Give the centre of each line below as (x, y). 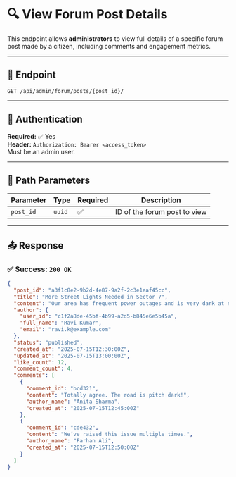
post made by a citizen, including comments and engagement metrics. (109, 46)
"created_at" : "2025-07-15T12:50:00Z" (83, 447)
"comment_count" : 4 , (44, 369)
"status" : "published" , (48, 342)
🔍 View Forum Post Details (87, 14)
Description (161, 200)
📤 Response (35, 246)
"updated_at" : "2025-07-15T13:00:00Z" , (72, 356)
